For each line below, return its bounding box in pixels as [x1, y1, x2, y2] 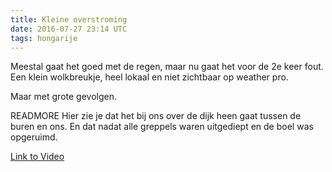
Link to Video [10, 151, 65, 163]
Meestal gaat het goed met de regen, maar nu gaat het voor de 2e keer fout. [10, 61, 324, 73]
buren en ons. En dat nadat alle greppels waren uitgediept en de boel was [10, 121, 314, 133]
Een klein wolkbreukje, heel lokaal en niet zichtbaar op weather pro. [10, 71, 289, 83]
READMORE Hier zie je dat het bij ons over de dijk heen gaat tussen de [10, 110, 302, 122]
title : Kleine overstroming [10, 14, 128, 25]
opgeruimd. [10, 131, 58, 143]
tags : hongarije [10, 33, 78, 43]
